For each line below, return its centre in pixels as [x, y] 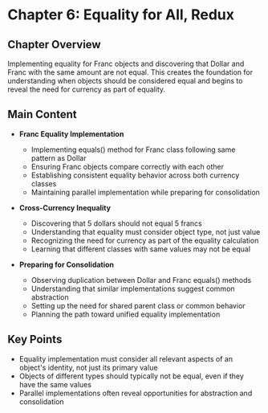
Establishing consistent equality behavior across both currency [135, 175]
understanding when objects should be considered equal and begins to [125, 81]
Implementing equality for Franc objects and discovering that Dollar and [126, 63]
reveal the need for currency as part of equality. [87, 89]
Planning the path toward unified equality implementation [126, 314]
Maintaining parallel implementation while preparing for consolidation [145, 192]
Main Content [42, 114]
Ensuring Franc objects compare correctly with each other [128, 166]
